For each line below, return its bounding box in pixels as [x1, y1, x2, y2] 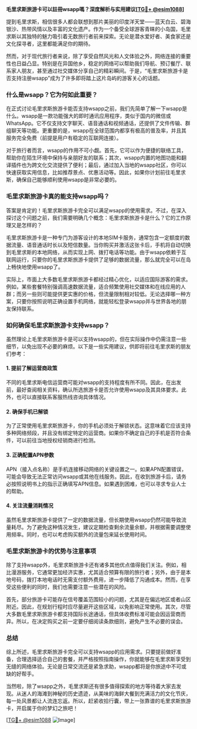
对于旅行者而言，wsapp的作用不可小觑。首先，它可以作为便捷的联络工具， [6, 147, 186, 154]
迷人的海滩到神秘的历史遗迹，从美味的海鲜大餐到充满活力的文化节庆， [21, 690, 191, 697]
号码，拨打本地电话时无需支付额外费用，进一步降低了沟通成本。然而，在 [11, 576, 186, 583]
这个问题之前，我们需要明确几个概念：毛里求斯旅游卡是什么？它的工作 [16, 214, 186, 221]
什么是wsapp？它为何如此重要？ [6, 90, 98, 99]
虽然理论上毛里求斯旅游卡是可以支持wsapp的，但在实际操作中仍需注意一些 [6, 335, 186, 343]
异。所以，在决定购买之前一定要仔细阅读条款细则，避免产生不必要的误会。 [6, 618, 186, 625]
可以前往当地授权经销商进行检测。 [16, 437, 98, 444]
